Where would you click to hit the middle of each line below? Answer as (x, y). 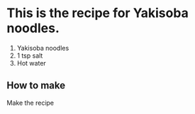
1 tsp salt (30, 56)
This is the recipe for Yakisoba (97, 13)
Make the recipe (30, 103)
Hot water (32, 63)
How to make (36, 86)
